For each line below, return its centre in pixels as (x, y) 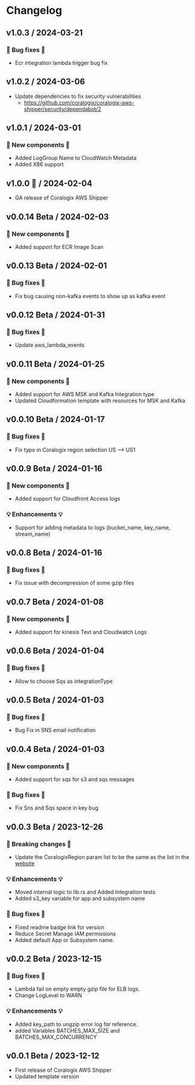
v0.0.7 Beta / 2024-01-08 (55, 602)
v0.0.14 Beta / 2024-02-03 (58, 217)
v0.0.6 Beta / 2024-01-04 (55, 651)
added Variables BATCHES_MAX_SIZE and (67, 1030)
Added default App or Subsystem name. (64, 940)
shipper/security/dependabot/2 (62, 109)
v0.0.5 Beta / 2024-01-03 (55, 700)
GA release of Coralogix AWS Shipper (61, 198)
